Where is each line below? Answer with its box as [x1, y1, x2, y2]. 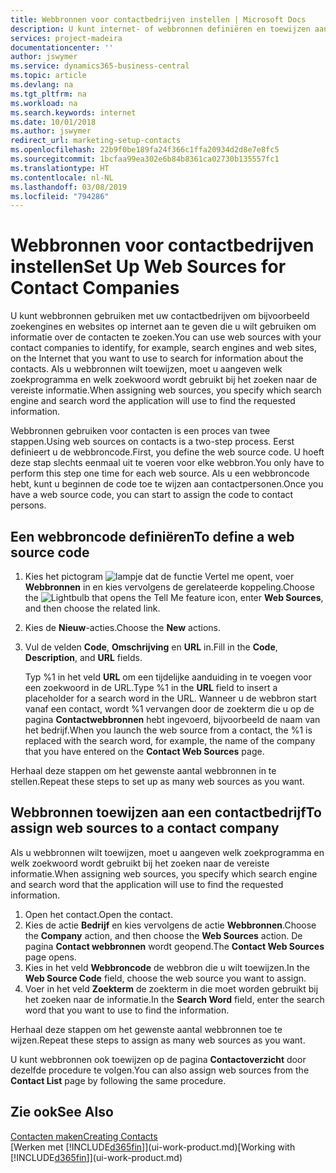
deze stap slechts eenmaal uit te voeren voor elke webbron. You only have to [10, 457, 325, 469]
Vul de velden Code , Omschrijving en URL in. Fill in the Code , [24, 641, 278, 653]
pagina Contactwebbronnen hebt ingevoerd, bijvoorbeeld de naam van [24, 714, 321, 725]
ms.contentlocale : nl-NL [10, 172, 114, 183]
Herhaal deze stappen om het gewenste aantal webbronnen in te [10, 765, 277, 776]
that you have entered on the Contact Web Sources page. [24, 746, 265, 757]
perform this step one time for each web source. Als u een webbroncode [10, 467, 310, 480]
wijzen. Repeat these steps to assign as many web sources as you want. [10, 1034, 306, 1046]
